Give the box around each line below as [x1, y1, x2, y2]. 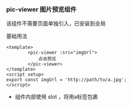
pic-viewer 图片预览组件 [6, 5, 76, 13]
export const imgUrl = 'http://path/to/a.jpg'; [6, 77, 127, 83]
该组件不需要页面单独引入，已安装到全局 [6, 20, 106, 27]
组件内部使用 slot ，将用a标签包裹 [14, 93, 99, 101]
